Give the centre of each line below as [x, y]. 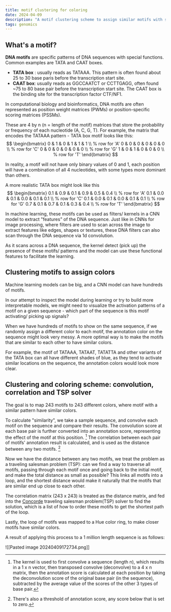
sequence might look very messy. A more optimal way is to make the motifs [84, 337]
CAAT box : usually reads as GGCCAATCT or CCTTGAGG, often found [85, 83]
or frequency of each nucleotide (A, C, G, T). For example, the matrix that [82, 130]
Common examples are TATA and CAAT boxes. [54, 63]
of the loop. [17, 512]
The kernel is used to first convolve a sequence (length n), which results [88, 562]
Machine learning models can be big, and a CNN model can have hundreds [84, 284]
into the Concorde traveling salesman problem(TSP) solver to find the [78, 501]
